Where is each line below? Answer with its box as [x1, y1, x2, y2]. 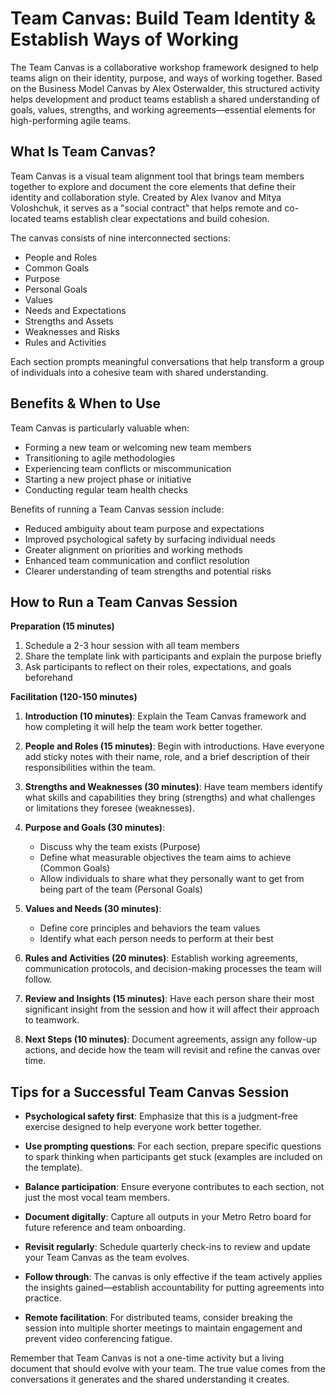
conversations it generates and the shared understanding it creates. [10, 1373, 290, 1386]
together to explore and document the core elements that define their [10, 180, 296, 192]
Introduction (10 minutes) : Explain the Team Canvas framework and [24, 710, 307, 722]
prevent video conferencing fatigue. [24, 1333, 173, 1345]
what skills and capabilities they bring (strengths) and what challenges [24, 792, 316, 804]
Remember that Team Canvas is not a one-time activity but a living [10, 1352, 285, 1364]
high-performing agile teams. [10, 114, 131, 126]
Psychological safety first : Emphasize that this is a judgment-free [24, 1110, 298, 1122]
